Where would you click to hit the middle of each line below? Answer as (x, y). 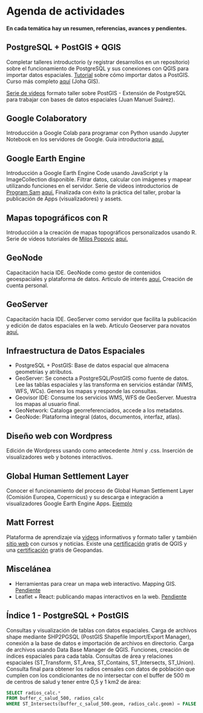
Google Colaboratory (47, 118)
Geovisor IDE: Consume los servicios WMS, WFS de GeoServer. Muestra (106, 397)
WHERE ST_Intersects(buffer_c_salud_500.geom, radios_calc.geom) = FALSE (101, 704)
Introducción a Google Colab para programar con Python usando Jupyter (98, 133)
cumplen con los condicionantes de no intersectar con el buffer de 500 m (98, 675)
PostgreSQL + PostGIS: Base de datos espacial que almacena (92, 365)
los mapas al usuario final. (48, 404)
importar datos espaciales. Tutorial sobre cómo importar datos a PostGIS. (98, 75)
